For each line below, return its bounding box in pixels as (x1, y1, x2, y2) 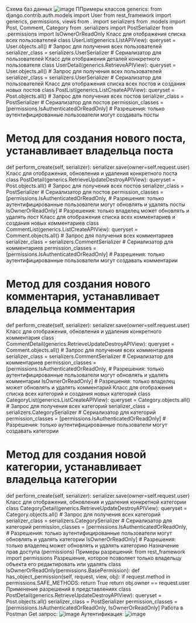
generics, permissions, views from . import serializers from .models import (6, 18, 185, 25)
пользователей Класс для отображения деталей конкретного (6, 56, 160, 62)
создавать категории (6, 427, 59, 434)
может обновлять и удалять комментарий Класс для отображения (6, 384, 174, 391)
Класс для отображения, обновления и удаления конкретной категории (6, 498, 187, 505)
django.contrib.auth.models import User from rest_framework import (6, 12, 171, 19)
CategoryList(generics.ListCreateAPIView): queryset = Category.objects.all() (6, 396, 190, 403)
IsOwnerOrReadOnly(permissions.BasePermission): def (6, 567, 140, 574)
